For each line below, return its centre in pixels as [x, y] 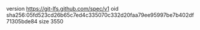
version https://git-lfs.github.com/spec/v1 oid [63, 9]
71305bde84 [22, 21]
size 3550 [51, 21]
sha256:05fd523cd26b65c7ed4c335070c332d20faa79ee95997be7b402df [100, 15]
